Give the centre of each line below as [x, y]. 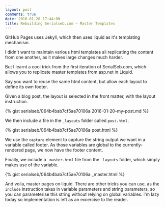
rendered [14, 150]
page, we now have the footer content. [64, 150]
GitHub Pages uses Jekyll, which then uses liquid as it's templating [73, 37]
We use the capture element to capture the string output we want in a [75, 140]
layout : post [18, 10]
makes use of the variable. [32, 165]
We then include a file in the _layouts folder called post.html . [67, 120]
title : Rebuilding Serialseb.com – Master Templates [60, 23]
